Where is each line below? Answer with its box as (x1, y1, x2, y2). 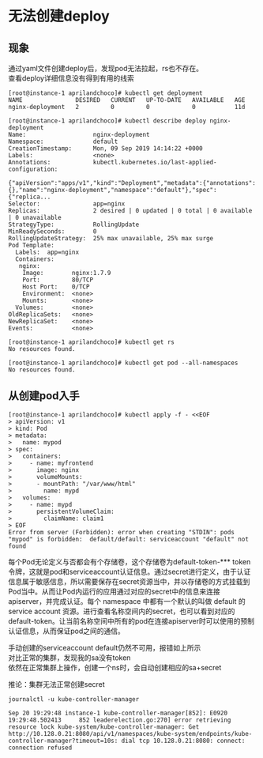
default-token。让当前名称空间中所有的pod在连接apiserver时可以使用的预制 (8, 616, 255, 625)
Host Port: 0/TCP (22, 283, 90, 291)
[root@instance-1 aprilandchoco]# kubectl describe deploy (8, 117, 207, 125)
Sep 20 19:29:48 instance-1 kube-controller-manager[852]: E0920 (8, 709, 227, 717)
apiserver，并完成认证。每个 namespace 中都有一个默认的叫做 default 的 (8, 596, 246, 605)
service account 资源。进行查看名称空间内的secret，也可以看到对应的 (8, 606, 235, 616)
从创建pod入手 (8, 389, 81, 403)
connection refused (8, 744, 73, 752)
